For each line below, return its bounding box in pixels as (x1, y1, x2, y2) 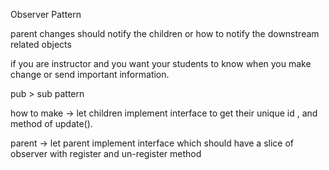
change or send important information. (10, 69, 170, 80)
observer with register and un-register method (10, 148, 202, 159)
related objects (10, 39, 72, 50)
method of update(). (10, 118, 93, 129)
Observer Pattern (10, 9, 82, 20)
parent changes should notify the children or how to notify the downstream (10, 28, 320, 39)
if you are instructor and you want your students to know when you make (10, 58, 312, 69)
